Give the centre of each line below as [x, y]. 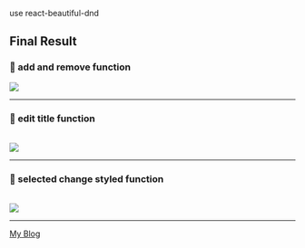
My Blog [25, 234]
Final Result [43, 41]
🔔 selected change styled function [87, 178]
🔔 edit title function [52, 119]
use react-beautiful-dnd [54, 13]
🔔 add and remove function [70, 67]
